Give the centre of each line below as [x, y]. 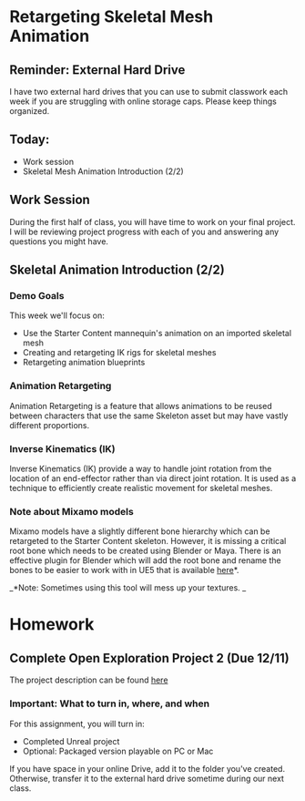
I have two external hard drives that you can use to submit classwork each [149, 92]
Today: [30, 140]
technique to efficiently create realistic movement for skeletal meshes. [141, 488]
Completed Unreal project [71, 741]
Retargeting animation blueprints [84, 363]
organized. [30, 111]
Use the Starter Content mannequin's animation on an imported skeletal [157, 334]
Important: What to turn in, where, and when [110, 703]
